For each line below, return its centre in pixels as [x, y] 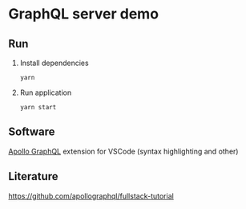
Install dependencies [54, 63]
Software [32, 132]
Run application [46, 92]
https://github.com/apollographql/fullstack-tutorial [91, 196]
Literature [33, 176]
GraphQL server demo [83, 14]
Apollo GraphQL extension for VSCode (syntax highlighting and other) [123, 151]
